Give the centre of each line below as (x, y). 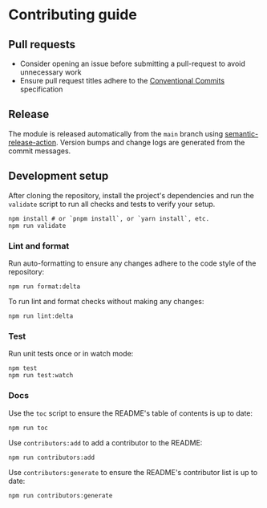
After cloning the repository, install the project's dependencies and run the (131, 195)
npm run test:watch (41, 376)
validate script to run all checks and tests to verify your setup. (112, 204)
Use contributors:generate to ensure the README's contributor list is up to (133, 472)
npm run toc (28, 428)
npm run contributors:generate (61, 495)
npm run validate (37, 226)
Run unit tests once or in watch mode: (71, 354)
